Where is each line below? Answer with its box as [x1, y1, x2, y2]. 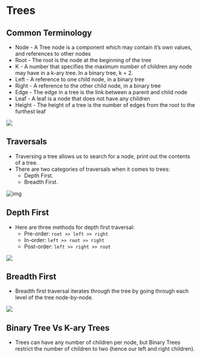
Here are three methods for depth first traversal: [14, 223, 135, 231]
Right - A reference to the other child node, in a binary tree [14, 82, 161, 89]
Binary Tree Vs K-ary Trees [6, 322, 110, 333]
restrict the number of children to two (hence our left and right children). [14, 345, 195, 353]
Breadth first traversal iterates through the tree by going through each [14, 287, 189, 295]
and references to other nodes [14, 50, 91, 57]
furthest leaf [14, 108, 46, 115]
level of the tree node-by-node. [14, 294, 94, 301]
